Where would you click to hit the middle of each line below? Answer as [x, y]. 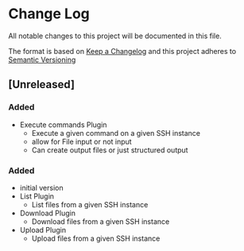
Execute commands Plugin [63, 125]
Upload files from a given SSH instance [96, 238]
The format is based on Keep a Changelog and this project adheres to [122, 51]
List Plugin [37, 196]
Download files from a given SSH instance [101, 221]
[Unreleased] [42, 85]
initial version [41, 187]
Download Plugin [47, 213]
